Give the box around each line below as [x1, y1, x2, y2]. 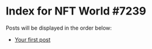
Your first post [14, 36, 51, 43]
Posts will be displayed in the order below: [5, 24, 112, 31]
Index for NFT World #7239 [5, 4, 147, 18]
